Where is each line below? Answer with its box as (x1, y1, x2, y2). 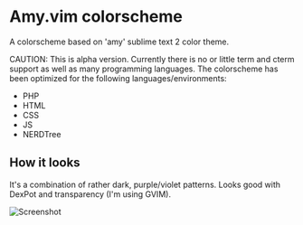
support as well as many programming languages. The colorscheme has (9, 63, 279, 74)
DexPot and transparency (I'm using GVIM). (9, 188, 172, 200)
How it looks (9, 155, 80, 171)
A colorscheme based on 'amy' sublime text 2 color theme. (9, 36, 230, 47)
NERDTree (22, 128, 62, 139)
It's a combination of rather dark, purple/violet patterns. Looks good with (9, 179, 281, 190)
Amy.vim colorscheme (9, 6, 183, 27)
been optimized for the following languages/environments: (9, 72, 228, 83)
